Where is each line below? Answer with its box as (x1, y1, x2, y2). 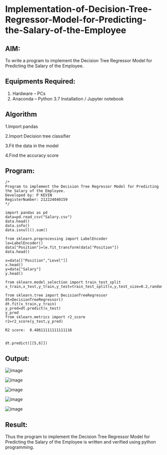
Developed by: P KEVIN (5, 193, 52, 198)
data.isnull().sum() (5, 228, 48, 233)
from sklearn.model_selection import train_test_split (5, 280, 121, 285)
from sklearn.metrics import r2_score (5, 315, 85, 320)
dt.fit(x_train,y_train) (5, 302, 57, 307)
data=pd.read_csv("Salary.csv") (5, 215, 72, 220)
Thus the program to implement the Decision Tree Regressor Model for (5, 434, 150, 440)
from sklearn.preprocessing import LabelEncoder (5, 236, 108, 242)
